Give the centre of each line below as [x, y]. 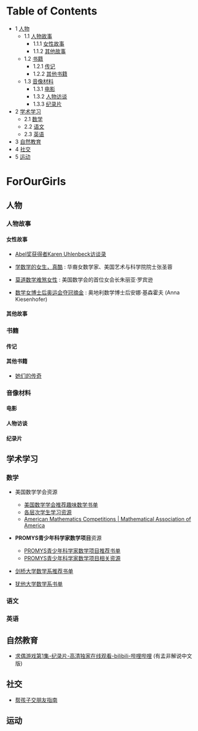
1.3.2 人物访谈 [50, 96]
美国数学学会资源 [36, 492]
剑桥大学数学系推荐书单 [44, 571]
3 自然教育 [28, 141]
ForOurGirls [36, 182]
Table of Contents [52, 11]
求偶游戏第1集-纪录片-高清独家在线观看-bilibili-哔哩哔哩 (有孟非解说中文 [104, 656]
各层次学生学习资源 [48, 512]
